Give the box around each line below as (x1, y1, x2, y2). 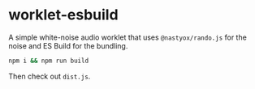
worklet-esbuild (8, 6, 119, 24)
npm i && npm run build (8, 57, 89, 65)
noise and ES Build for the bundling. (8, 40, 128, 50)
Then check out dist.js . (8, 71, 91, 81)
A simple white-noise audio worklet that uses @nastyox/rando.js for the (8, 32, 248, 42)
